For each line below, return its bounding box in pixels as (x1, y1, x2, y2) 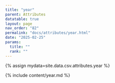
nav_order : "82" (5, 26, 39, 31)
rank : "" (9, 49, 28, 54)
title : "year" (5, 7, 35, 12)
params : (5, 40, 21, 45)
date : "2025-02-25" (5, 35, 46, 40)
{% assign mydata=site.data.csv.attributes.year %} (5, 63, 110, 69)
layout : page (5, 21, 32, 26)
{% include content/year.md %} (5, 72, 70, 78)
